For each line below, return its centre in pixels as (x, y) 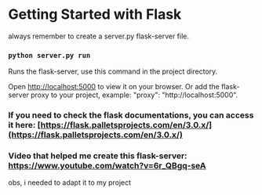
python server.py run (49, 55)
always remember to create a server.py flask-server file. (99, 36)
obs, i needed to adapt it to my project (70, 182)
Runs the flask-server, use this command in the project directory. (113, 71)
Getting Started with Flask (95, 14)
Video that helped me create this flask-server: (98, 156)
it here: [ (25, 125)
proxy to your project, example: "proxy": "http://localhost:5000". (135, 95)
